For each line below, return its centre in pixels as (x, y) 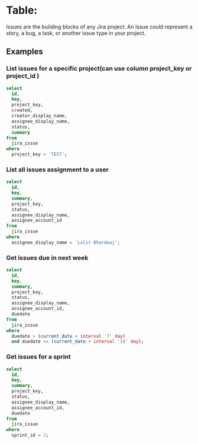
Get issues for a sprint (38, 357)
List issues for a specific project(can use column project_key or (99, 69)
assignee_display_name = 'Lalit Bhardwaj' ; (66, 242)
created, (22, 110)
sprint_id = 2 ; (30, 435)
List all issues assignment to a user (58, 170)
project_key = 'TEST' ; (39, 155)
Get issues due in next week (47, 257)
